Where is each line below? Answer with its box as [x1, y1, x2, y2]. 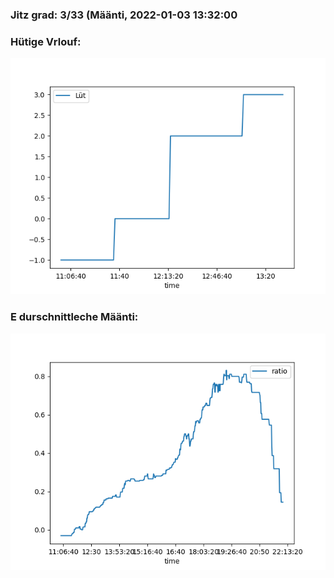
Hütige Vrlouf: [10, 34, 82, 48]
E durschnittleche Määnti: [10, 310, 139, 324]
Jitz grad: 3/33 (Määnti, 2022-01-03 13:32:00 [10, 8, 238, 22]
